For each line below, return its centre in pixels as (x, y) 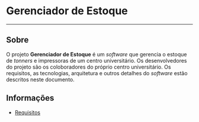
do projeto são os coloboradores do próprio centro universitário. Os (89, 67)
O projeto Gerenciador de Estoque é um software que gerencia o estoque (97, 54)
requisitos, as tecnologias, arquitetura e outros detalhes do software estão (97, 73)
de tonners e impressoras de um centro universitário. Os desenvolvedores (97, 60)
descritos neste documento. (41, 79)
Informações (30, 98)
